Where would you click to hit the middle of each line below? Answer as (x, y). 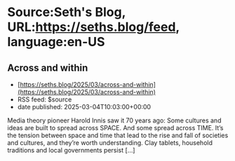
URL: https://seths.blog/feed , (94, 27)
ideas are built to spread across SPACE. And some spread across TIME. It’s (115, 128)
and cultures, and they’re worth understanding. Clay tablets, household (110, 143)
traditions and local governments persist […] (71, 150)
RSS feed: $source (45, 99)
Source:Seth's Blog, (67, 12)
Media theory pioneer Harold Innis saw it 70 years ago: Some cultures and (114, 120)
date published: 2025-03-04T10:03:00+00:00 (84, 107)
